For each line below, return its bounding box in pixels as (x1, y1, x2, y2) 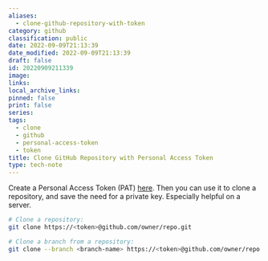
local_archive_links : (8, 86, 81, 95)
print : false (8, 101, 52, 109)
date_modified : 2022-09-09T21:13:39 (8, 49, 131, 57)
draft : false (8, 57, 52, 65)
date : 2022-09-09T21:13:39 (8, 42, 99, 50)
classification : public (8, 34, 88, 43)
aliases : (8, 11, 38, 20)
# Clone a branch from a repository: (8, 238, 135, 246)
